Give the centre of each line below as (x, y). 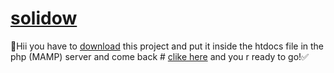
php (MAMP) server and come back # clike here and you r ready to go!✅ (159, 56)
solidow (44, 18)
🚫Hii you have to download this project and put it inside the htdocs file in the (167, 46)
